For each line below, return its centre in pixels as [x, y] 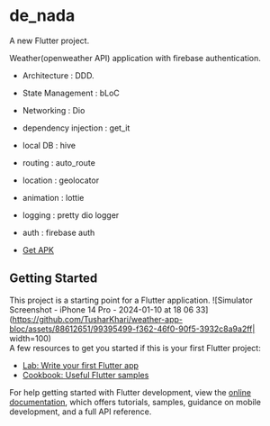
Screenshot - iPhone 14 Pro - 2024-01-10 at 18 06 [102, 309]
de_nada [42, 16]
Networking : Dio [54, 110]
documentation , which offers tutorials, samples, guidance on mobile [135, 402]
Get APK [38, 249]
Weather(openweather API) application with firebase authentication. [135, 58]
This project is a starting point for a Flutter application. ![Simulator [131, 300]
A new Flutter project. [49, 41]
